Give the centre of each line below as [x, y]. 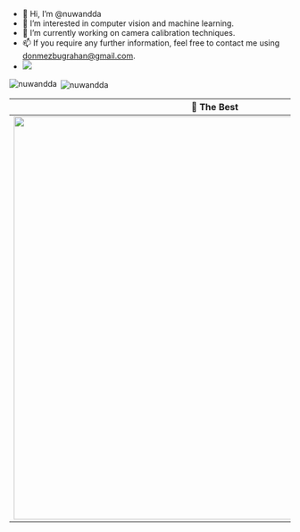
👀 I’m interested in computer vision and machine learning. [128, 23]
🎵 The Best [215, 107]
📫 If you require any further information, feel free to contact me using [151, 43]
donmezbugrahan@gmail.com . [79, 56]
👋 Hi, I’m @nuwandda [62, 14]
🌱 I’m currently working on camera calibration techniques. [129, 33]
